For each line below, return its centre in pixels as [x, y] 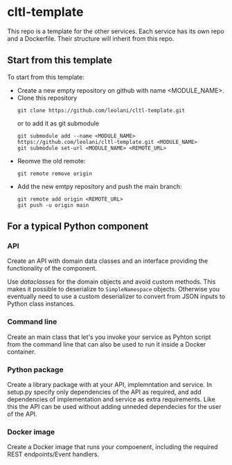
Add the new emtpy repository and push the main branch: [99, 186]
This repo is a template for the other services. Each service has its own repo [116, 31]
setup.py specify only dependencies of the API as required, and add [104, 392]
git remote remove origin [54, 174]
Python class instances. [41, 304]
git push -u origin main [53, 205]
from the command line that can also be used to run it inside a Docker [107, 344]
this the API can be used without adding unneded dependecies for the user [114, 407]
